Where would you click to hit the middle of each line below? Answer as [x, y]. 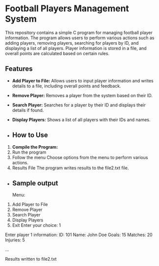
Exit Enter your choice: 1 [36, 225]
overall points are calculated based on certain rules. [57, 53]
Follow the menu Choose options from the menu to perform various [80, 157]
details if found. [28, 110]
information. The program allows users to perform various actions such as [80, 38]
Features [19, 69]
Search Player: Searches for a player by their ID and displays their [79, 105]
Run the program [29, 152]
